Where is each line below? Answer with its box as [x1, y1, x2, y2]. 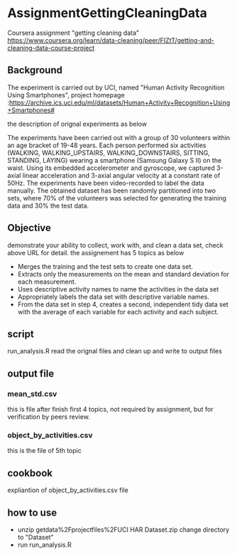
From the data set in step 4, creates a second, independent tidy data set [17, 300, 228, 309]
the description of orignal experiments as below [7, 119, 148, 128]
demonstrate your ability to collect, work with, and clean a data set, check [7, 240, 224, 250]
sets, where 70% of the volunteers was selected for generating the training [7, 193, 227, 202]
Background [7, 64, 62, 76]
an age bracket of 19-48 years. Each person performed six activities [7, 141, 206, 149]
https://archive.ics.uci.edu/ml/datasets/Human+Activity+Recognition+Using [9, 98, 231, 107]
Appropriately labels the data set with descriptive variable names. [17, 292, 209, 301]
